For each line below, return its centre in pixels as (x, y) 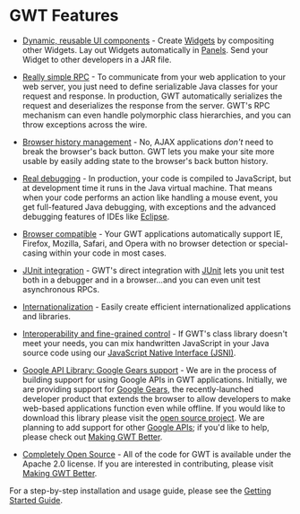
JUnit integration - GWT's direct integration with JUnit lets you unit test (153, 270)
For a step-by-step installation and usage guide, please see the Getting (140, 491)
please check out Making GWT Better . (92, 437)
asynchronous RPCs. (61, 289)
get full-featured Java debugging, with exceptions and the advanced (149, 206)
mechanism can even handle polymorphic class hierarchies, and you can (157, 115)
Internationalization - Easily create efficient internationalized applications (156, 307)
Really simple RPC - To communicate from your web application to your (154, 76)
